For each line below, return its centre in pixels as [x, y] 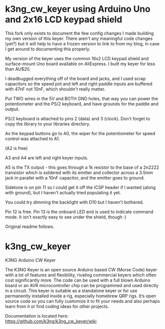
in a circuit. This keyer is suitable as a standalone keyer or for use [71, 291]
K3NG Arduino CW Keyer [30, 260]
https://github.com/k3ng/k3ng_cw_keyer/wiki [51, 321]
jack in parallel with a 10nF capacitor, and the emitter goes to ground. [75, 178]
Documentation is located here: [37, 316]
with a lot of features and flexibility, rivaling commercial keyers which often [81, 275]
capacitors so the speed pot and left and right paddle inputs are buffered [79, 84]
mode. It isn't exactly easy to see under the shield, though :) [66, 217]
